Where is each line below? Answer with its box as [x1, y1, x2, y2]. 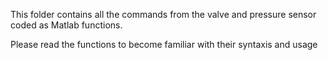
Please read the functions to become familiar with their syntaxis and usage [10, 39, 318, 50]
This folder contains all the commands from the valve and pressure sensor [10, 9, 317, 20]
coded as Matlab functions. [10, 19, 123, 31]
